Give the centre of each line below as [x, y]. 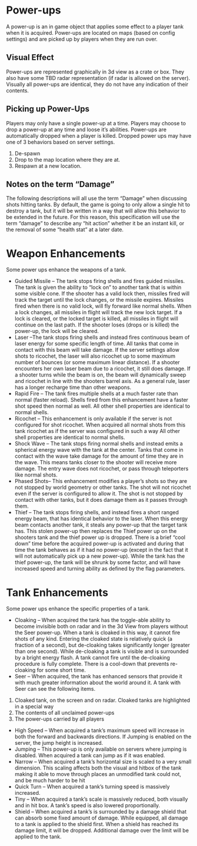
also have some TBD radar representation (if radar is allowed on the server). [98, 78]
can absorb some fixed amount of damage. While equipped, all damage [101, 818]
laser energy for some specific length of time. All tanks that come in [97, 344]
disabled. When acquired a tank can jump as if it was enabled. [90, 755]
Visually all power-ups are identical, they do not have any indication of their [97, 84]
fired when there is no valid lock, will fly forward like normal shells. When [103, 306]
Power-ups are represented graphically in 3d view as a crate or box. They [95, 72]
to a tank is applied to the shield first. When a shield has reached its [96, 824]
